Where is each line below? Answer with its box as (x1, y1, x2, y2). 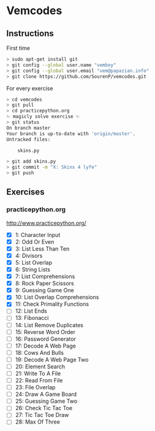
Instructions (6, 28, 54, 39)
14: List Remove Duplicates (15, 321, 84, 328)
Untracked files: (6, 136, 51, 142)
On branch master (6, 125, 51, 131)
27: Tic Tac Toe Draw (15, 411, 69, 419)
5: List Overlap (15, 258, 53, 266)
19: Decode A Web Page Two (15, 355, 89, 363)
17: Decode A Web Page (15, 342, 77, 349)
